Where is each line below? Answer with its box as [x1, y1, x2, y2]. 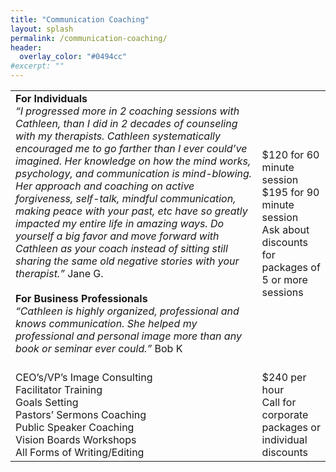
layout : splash [10, 24, 74, 34]
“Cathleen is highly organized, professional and [15, 304, 240, 318]
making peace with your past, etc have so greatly [15, 204, 248, 218]
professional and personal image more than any [15, 329, 242, 343]
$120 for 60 [261, 148, 320, 161]
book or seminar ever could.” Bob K [15, 342, 183, 355]
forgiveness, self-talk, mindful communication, [15, 192, 237, 205]
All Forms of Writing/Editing [15, 446, 145, 459]
